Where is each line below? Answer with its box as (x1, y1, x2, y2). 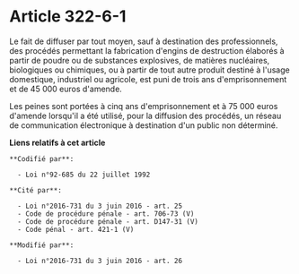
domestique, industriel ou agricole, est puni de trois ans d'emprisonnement (9, 73, 287, 84)
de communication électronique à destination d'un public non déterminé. (9, 119, 278, 131)
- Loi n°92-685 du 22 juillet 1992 (17, 170, 151, 179)
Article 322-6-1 (9, 6, 127, 27)
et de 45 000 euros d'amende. (9, 83, 123, 94)
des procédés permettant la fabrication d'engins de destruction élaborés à (9, 45, 285, 56)
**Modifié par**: (9, 240, 75, 250)
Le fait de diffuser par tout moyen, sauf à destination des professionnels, (9, 36, 278, 47)
